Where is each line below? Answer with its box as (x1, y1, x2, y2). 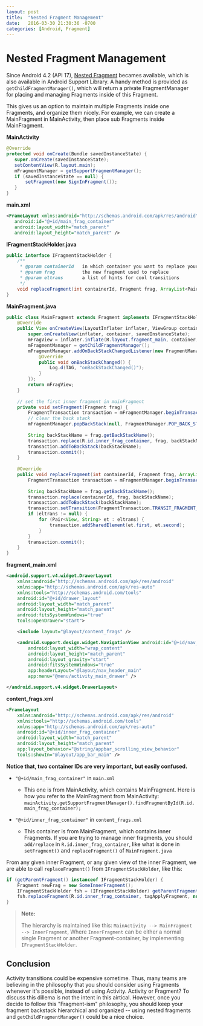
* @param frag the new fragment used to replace (19, 269, 169, 276)
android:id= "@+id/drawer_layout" (17, 595, 101, 601)
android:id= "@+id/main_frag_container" (14, 218, 115, 224)
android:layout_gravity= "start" (28, 656, 110, 662)
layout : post (6, 8, 39, 15)
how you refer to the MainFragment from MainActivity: (24, 792, 159, 799)
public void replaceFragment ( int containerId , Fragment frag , (17, 472, 177, 478)
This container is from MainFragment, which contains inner (24, 827, 171, 834)
